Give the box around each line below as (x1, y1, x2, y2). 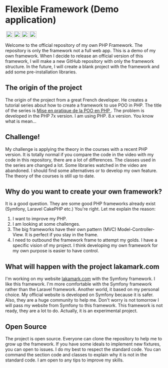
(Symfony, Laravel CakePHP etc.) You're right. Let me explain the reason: (5, 206, 156, 212)
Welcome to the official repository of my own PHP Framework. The (5, 42, 143, 48)
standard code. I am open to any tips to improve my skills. (5, 357, 124, 363)
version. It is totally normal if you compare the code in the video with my (5, 151, 154, 157)
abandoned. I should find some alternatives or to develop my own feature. (5, 167, 157, 173)
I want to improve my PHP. (12, 216, 67, 222)
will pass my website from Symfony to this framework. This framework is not (5, 303, 163, 309)
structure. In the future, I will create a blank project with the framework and (5, 63, 160, 69)
